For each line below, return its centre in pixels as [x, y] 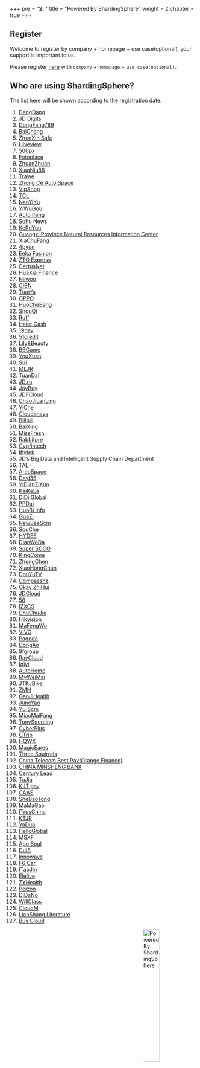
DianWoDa [32, 542]
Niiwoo [27, 279]
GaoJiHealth [34, 696]
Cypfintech [33, 446]
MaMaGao [31, 805]
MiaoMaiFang [36, 715]
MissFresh [31, 433]
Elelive [27, 876]
